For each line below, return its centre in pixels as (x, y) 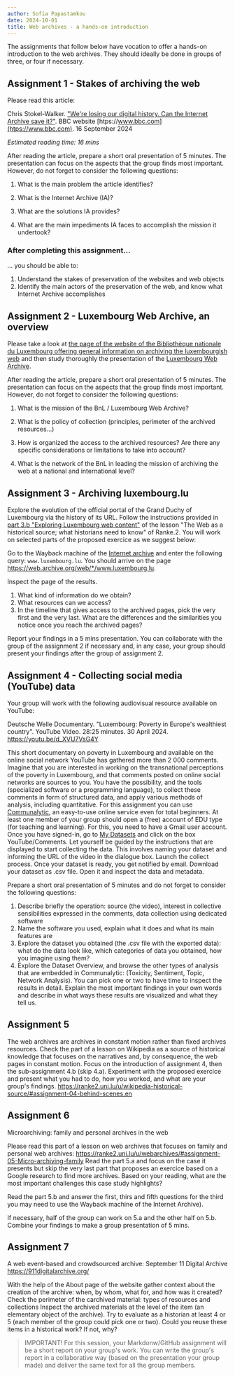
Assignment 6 (38, 1115)
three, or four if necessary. (45, 62)
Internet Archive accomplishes (62, 294)
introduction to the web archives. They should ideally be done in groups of (114, 54)
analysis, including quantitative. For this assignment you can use (100, 804)
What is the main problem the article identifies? (85, 184)
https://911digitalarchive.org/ (48, 1271)
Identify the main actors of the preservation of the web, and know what (120, 287)
